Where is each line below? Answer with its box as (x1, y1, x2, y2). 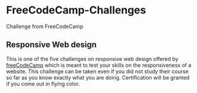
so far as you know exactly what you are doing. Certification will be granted (6, 74, 190, 81)
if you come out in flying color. (6, 80, 80, 87)
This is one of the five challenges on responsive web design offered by (6, 55, 179, 62)
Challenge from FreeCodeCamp (6, 23, 84, 30)
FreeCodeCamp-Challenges (6, 4, 146, 17)
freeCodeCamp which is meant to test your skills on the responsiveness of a (6, 61, 192, 68)
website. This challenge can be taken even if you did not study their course (6, 68, 189, 75)
